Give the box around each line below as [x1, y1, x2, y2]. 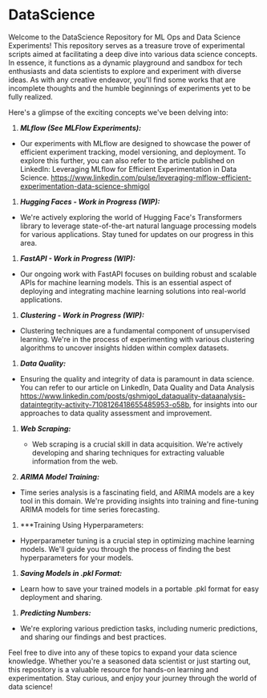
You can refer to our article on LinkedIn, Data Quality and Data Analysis [19, 382, 255, 392]
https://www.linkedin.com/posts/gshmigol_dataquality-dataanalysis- [19, 391, 246, 401]
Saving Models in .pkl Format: [19, 568, 123, 578]
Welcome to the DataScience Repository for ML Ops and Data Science [8, 32, 241, 42]
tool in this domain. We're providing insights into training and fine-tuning [19, 496, 259, 505]
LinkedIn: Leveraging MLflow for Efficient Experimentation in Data [19, 164, 237, 173]
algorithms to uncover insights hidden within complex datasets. [19, 343, 229, 353]
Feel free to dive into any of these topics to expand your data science [8, 647, 237, 657]
